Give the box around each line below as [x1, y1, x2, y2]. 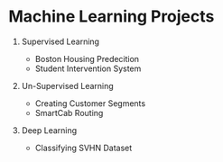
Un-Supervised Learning [21, 80, 114, 91]
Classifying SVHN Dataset [34, 142, 133, 153]
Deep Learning [21, 124, 78, 136]
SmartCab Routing [34, 107, 104, 118]
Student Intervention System [34, 63, 142, 74]
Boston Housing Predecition [34, 53, 140, 64]
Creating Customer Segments [34, 97, 146, 109]
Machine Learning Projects [8, 6, 215, 27]
